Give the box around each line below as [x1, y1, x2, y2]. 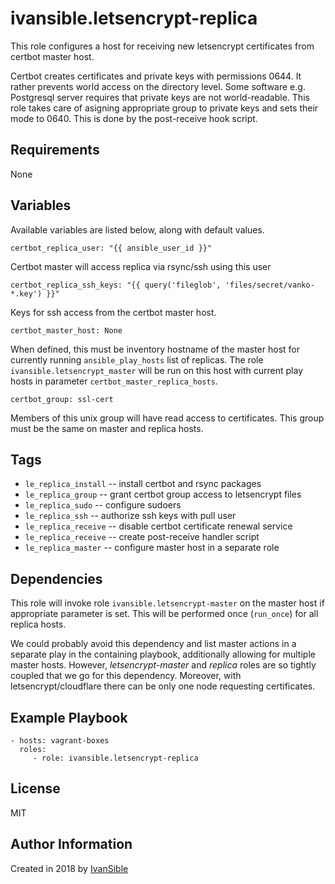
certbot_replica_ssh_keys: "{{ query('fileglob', [10, 280, 222, 290]
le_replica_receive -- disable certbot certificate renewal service [24, 520, 293, 532]
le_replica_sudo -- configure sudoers [24, 499, 182, 511]
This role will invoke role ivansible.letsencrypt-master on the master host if [10, 597, 325, 609]
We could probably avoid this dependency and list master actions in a [10, 638, 297, 650]
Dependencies [10, 570, 103, 587]
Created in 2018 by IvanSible [10, 862, 129, 874]
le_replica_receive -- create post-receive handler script [24, 531, 260, 543]
